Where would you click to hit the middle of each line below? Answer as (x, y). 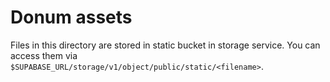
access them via (44, 55)
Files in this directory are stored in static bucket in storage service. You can (165, 45)
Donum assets (71, 17)
